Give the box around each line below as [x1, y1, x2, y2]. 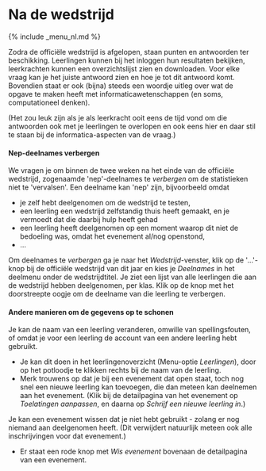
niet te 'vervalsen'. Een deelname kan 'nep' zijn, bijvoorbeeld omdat [8, 182, 230, 192]
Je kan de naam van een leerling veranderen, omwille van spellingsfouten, [8, 325, 252, 335]
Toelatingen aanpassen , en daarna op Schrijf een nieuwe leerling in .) [19, 399, 246, 409]
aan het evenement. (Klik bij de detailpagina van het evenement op [19, 391, 238, 400]
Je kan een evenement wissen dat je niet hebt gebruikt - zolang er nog [8, 415, 240, 424]
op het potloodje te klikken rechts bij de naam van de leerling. [19, 366, 222, 375]
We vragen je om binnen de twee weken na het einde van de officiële [8, 166, 234, 175]
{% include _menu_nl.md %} [8, 32, 102, 41]
